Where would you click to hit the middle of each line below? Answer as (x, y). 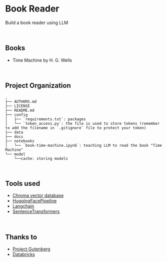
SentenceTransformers (36, 211)
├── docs (14, 137)
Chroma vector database (38, 195)
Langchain (23, 206)
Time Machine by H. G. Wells (42, 60)
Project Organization (38, 86)
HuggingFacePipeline (34, 201)
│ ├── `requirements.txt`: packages (45, 119)
